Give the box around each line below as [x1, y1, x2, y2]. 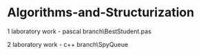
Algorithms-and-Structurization [7, 5, 195, 20]
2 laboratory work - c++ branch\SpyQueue [7, 40, 129, 48]
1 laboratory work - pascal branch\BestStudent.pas [7, 27, 151, 35]
